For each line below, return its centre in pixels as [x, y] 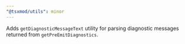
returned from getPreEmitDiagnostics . [52, 34]
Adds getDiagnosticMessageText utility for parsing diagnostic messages [92, 28]
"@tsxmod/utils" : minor [35, 11]
